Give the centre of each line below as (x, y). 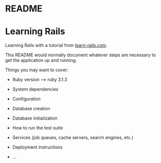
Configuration (26, 99)
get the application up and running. (41, 60)
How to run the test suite (38, 128)
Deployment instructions (38, 147)
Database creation (31, 109)
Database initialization (35, 118)
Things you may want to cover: (37, 70)
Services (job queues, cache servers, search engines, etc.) (73, 138)
